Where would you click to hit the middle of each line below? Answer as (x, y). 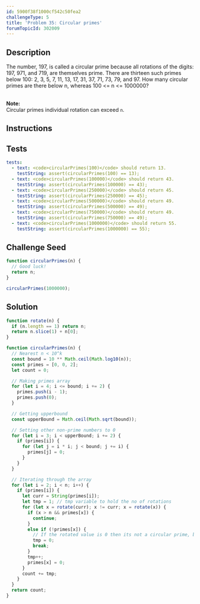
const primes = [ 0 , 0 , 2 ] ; (45, 364)
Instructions (29, 129)
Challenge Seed (36, 248)
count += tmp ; (40, 574)
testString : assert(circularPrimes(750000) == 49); (82, 218)
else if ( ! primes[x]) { (57, 529)
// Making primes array (41, 381)
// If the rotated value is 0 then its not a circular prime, (111, 535)
